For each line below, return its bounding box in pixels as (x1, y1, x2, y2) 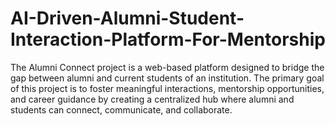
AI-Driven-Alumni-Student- (10, 7, 245, 30)
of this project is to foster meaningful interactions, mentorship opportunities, (10, 82, 325, 94)
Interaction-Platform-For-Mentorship (10, 28, 326, 51)
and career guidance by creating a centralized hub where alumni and (10, 93, 295, 105)
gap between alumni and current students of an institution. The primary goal (10, 72, 325, 84)
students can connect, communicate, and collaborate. (10, 103, 233, 116)
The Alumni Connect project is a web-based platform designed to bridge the (10, 61, 325, 73)
